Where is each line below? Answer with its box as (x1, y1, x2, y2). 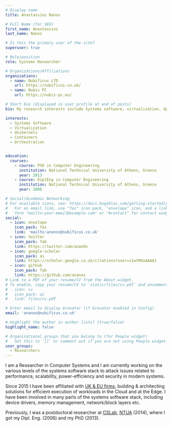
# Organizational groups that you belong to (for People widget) (5, 334, 147, 339)
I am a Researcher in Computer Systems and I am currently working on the (5, 362, 163, 368)
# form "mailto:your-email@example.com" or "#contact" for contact (5, 210, 157, 216)
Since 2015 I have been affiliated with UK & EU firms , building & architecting (5, 383, 165, 390)
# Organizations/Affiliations (5, 68, 70, 73)
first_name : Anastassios (5, 26, 58, 31)
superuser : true (5, 45, 40, 50)
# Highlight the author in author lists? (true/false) (5, 320, 125, 325)
